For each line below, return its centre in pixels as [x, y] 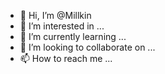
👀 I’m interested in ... [62, 26]
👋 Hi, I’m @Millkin [55, 15]
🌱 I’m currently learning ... [73, 36]
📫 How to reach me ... [66, 58]
